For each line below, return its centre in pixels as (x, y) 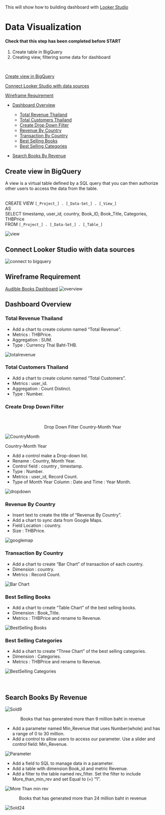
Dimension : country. (33, 569)
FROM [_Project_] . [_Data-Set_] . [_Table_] (54, 224)
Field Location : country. (37, 525)
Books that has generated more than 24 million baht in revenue (83, 798)
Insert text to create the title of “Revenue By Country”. (67, 515)
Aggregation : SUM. (32, 340)
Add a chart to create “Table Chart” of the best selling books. (74, 608)
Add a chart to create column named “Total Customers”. (69, 378)
